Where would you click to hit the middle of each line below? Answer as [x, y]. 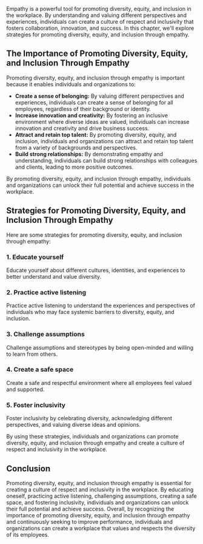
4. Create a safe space [40, 370]
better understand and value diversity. [54, 276]
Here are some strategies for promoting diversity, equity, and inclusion [94, 235]
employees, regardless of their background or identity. [83, 109]
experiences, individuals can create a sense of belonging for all [94, 102]
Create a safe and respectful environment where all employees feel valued [99, 382]
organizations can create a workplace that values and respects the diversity [101, 528]
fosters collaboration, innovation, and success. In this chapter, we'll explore [100, 28]
